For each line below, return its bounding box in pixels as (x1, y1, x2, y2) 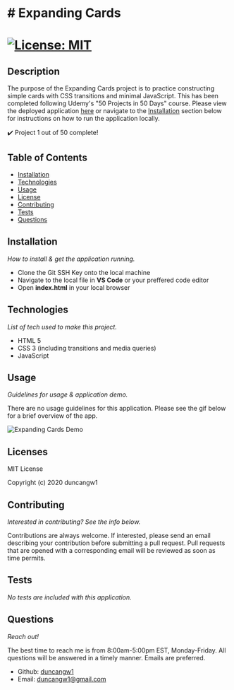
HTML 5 (17, 336, 42, 344)
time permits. (7, 554, 46, 563)
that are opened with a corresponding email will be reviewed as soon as (7, 546, 216, 555)
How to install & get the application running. (7, 255, 135, 263)
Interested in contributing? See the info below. (7, 517, 141, 526)
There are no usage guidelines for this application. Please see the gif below (7, 404, 226, 413)
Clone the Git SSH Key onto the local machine (17, 268, 151, 276)
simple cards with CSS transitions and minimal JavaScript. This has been (7, 92, 218, 100)
